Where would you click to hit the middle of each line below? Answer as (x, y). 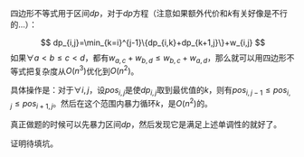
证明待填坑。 (34, 143)
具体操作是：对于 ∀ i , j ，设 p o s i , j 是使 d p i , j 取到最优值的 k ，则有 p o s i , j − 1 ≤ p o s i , (151, 91)
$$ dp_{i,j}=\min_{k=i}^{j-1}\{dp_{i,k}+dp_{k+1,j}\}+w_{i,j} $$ (153, 42)
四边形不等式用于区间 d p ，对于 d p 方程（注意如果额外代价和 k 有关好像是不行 (149, 13)
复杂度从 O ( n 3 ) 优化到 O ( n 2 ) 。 (86, 70)
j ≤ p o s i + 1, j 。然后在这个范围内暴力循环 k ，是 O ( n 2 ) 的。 (112, 104)
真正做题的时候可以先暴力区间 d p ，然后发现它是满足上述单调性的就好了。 (146, 124)
